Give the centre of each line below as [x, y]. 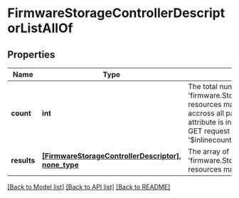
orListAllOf [40, 28]
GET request [209, 131]
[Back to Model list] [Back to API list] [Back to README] [89, 187]
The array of [209, 151]
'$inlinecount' [211, 140]
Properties [31, 54]
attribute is [206, 122]
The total [203, 87]
